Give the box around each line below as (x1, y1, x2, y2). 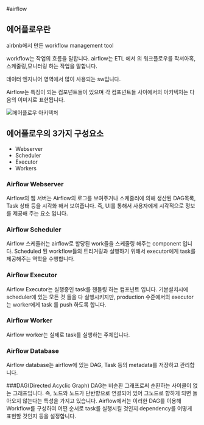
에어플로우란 (6, 24, 51, 35)
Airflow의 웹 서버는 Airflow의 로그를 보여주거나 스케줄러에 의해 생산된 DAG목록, (6, 194, 196, 202)
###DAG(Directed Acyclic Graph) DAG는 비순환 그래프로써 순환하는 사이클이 (6, 382, 192, 390)
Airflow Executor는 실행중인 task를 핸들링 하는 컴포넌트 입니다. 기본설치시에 (6, 285, 189, 292)
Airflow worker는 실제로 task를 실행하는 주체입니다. (6, 331, 130, 338)
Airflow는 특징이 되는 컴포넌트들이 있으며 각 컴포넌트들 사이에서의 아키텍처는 (6, 88, 189, 95)
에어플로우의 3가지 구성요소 (6, 128, 104, 139)
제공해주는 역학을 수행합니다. (6, 255, 75, 263)
